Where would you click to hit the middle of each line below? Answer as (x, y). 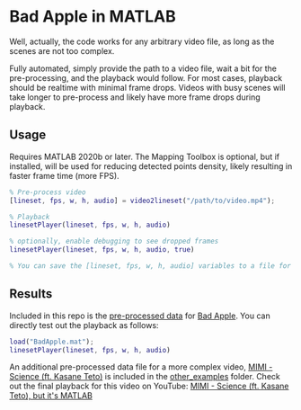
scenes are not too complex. (62, 50)
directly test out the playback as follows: (84, 325)
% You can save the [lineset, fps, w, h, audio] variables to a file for (150, 266)
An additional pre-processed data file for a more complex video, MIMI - (141, 367)
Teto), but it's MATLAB (51, 396)
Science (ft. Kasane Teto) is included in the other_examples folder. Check (145, 377)
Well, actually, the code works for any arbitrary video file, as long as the (142, 41)
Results (31, 294)
